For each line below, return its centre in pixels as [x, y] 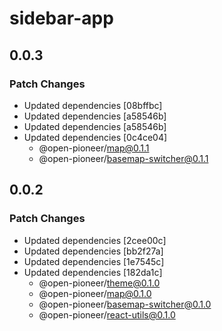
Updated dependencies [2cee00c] [95, 240]
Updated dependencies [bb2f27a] [93, 251]
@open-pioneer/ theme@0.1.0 [99, 283]
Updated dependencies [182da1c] [93, 272]
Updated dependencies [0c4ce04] [95, 137]
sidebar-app [61, 18]
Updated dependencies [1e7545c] [94, 261]
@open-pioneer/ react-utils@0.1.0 [107, 314]
